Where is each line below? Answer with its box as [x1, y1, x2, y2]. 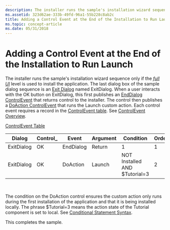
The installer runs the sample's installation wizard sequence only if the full [5, 75, 160, 81]
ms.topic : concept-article [5, 21, 62, 27]
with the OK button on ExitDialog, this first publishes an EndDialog [5, 91, 143, 98]
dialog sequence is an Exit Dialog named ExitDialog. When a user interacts [5, 86, 160, 93]
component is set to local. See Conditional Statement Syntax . [5, 209, 133, 215]
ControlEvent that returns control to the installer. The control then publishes [5, 97, 163, 103]
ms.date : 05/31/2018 [5, 26, 49, 31]
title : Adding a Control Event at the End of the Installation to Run [5, 17, 157, 22]
